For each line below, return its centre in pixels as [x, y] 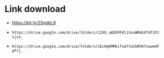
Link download [35, 9]
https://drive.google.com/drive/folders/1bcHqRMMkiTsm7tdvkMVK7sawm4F [85, 46]
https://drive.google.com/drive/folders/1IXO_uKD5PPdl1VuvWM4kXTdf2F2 [85, 32]
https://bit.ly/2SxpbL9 [34, 23]
